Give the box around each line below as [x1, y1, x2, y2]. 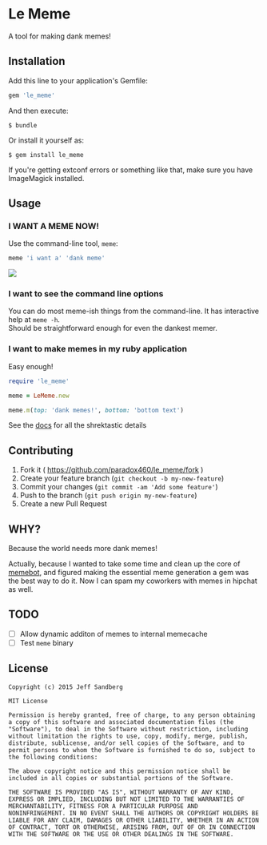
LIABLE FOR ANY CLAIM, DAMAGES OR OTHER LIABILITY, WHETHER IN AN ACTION [8, 816, 260, 824]
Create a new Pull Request [19, 499, 108, 509]
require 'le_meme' [8, 377, 70, 385]
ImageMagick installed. [8, 173, 85, 183]
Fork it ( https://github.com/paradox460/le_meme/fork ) [19, 465, 204, 475]
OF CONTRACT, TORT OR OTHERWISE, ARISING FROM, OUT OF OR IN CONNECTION [8, 823, 256, 831]
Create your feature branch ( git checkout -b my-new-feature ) [19, 473, 225, 483]
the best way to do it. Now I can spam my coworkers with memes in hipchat [8, 576, 257, 585]
